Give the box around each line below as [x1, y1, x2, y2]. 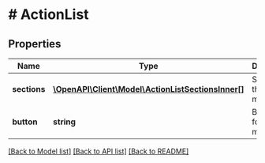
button [12, 116, 38, 127]
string [52, 116, 77, 127]
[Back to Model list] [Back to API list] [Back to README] [8, 146, 189, 156]
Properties [8, 37, 62, 51]
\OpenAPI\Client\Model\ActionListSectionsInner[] [52, 84, 244, 94]
